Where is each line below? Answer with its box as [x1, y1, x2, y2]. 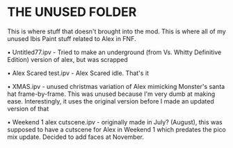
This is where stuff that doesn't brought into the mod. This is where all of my [7, 27, 226, 35]
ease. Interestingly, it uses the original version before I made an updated [7, 97, 214, 105]
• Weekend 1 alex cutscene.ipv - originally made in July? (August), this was [7, 117, 223, 126]
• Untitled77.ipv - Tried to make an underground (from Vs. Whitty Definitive [7, 48, 222, 56]
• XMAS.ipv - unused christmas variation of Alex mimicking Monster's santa [7, 82, 225, 90]
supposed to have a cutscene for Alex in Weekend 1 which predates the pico [7, 125, 226, 133]
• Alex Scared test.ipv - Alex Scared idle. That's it [7, 69, 150, 77]
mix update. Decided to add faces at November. [7, 133, 145, 141]
